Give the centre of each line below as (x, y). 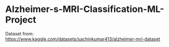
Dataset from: (20, 33)
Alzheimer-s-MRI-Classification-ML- (85, 9)
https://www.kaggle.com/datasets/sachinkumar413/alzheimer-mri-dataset (83, 39)
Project (21, 20)
